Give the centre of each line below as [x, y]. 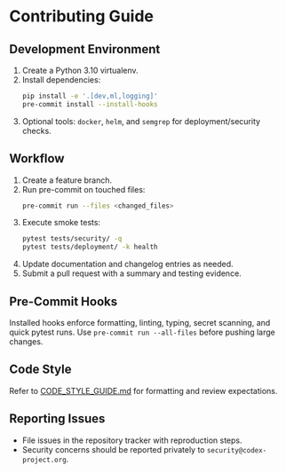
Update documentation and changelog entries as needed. [127, 264]
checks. [36, 130]
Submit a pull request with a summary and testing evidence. [131, 273]
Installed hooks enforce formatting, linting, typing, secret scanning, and [140, 323]
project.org [44, 460]
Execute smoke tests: [61, 223]
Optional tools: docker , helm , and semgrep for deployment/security [141, 121]
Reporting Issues [57, 419]
